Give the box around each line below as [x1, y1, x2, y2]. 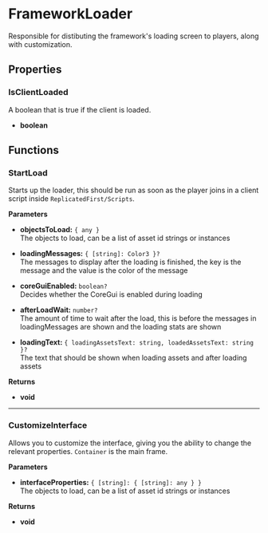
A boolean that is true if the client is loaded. [8, 105, 152, 114]
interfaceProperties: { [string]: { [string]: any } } [19, 477, 202, 487]
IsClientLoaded [8, 87, 69, 98]
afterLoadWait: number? [19, 305, 98, 315]
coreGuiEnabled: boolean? [19, 281, 108, 291]
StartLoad [8, 167, 48, 178]
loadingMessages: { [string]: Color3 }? [19, 249, 160, 259]
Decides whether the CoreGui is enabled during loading [19, 290, 203, 299]
